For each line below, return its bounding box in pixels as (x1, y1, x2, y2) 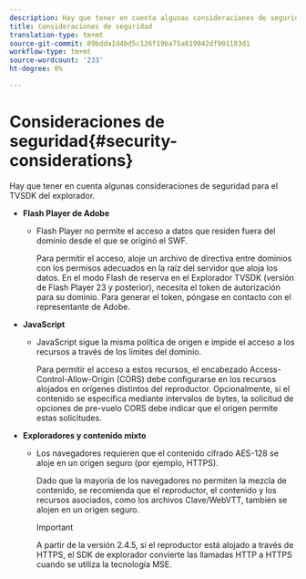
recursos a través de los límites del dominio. (36, 346, 202, 357)
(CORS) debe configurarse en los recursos (117, 373, 276, 384)
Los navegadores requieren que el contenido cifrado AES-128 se (36, 448, 280, 459)
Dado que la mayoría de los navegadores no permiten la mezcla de (36, 475, 287, 486)
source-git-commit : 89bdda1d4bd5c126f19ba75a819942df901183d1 (9, 38, 250, 48)
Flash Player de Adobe (22, 207, 110, 219)
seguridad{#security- (9, 131, 178, 151)
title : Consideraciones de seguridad (9, 22, 153, 31)
